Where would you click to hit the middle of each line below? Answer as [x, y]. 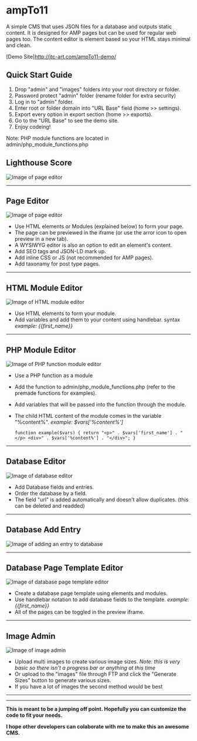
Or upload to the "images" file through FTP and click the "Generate [96, 674]
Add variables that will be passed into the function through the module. [100, 404]
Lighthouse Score [39, 163]
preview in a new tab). [41, 239]
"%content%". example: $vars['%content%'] [69, 422]
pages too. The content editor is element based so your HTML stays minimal [98, 39]
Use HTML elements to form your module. [65, 313]
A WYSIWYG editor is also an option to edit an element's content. [93, 245]
